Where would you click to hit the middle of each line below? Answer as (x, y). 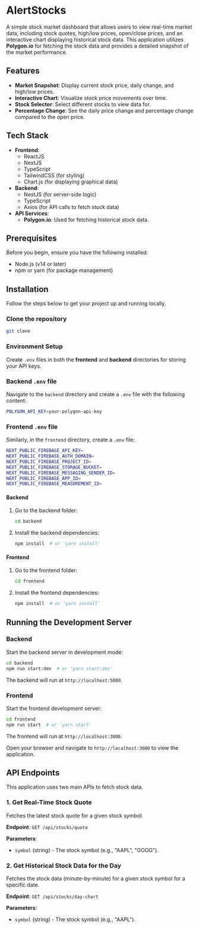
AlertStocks (36, 10)
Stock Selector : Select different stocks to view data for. (83, 104)
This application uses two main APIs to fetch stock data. (75, 787)
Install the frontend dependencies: (57, 593)
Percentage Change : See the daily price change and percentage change (104, 110)
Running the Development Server (69, 622)
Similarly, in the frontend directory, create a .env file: (71, 440)
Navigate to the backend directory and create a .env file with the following (96, 394)
